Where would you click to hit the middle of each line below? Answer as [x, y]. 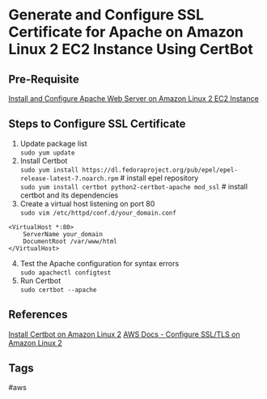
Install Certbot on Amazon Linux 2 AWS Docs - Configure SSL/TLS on [124, 334]
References [38, 314]
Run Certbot [40, 280]
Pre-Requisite [44, 79]
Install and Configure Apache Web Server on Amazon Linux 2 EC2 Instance [133, 98]
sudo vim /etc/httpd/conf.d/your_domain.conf [98, 213]
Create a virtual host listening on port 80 [87, 203]
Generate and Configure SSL [106, 15]
